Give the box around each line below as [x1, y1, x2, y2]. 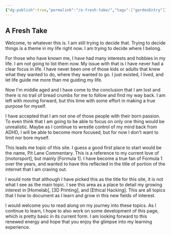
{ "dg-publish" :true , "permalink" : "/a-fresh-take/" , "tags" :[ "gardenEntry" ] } [5, 7, 167, 13]
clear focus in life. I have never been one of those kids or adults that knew [5, 66, 160, 72]
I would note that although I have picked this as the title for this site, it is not [5, 176, 163, 182]
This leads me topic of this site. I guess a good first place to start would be [5, 145, 162, 151]
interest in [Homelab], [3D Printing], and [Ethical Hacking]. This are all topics [5, 187, 165, 193]
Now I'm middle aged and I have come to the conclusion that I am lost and [5, 87, 161, 93]
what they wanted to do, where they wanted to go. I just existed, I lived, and [5, 72, 164, 78]
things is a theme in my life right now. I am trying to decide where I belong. [5, 45, 162, 52]
